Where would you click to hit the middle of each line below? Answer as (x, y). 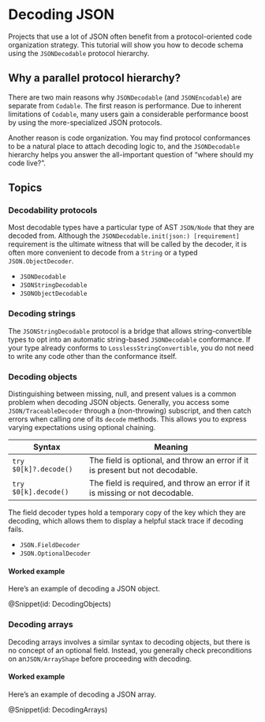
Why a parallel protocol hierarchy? (95, 78)
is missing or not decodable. (142, 493)
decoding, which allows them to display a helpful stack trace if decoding (126, 521)
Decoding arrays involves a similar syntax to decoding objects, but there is (129, 641)
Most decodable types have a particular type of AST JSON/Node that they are (131, 228)
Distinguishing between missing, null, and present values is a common (122, 394)
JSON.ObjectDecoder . (41, 261)
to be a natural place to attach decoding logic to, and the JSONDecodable (124, 146)
